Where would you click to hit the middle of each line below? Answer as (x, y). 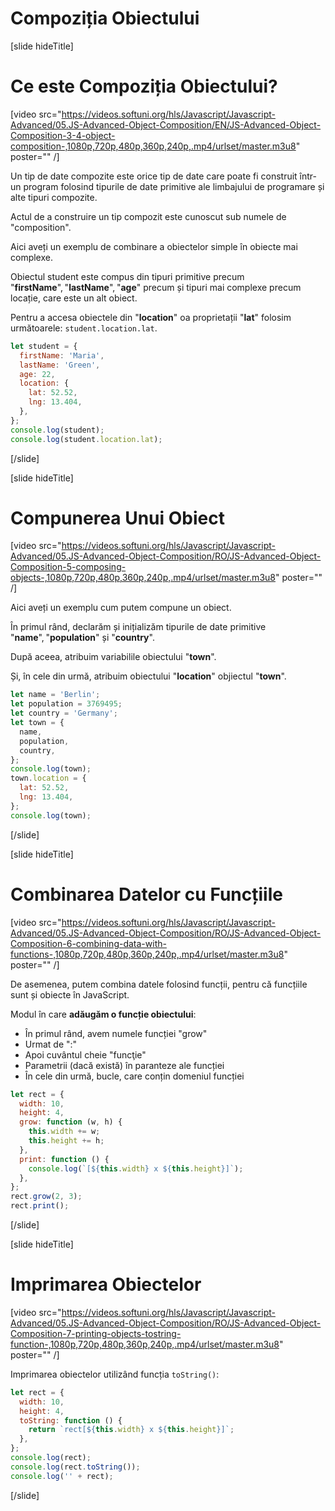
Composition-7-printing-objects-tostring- (96, 1333)
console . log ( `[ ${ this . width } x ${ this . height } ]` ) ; (136, 1168)
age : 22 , (37, 374)
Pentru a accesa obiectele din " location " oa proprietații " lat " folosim (151, 317)
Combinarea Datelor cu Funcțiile (146, 894)
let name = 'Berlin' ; (55, 695)
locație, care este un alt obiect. (74, 298)
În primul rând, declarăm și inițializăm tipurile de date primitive (138, 627)
